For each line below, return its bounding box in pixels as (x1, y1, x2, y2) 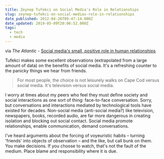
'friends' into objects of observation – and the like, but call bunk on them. (5, 137, 153, 143)
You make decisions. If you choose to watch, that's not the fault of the (5, 143, 146, 149)
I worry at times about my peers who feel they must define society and (5, 91, 148, 98)
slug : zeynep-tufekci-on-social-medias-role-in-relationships (5, 12, 135, 17)
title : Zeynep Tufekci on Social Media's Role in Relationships (5, 7, 139, 12)
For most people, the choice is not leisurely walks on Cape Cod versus (17, 77, 160, 83)
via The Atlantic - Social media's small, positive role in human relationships (5, 47, 156, 54)
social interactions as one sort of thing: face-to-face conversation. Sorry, (5, 97, 153, 103)
